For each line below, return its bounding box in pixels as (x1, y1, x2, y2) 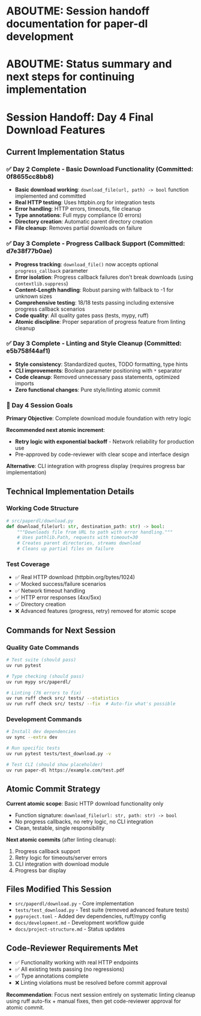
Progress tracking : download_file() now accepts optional (14, 260, 159, 268)
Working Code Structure (6, 504, 79, 513)
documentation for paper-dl (6, 17, 148, 31)
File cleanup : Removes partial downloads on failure (14, 224, 142, 232)
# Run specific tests (6, 745, 61, 752)
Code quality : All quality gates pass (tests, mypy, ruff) (14, 311, 149, 319)
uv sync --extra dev (6, 734, 58, 740)
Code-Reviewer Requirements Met (6, 943, 139, 953)
